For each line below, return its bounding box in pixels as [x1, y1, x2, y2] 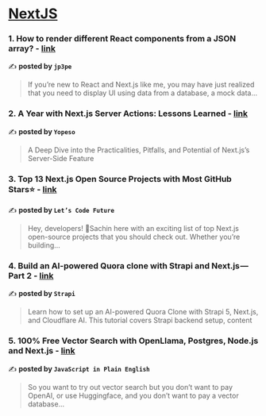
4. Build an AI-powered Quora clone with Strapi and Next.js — [8, 260, 249, 271]
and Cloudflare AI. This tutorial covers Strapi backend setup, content [27, 315, 253, 325]
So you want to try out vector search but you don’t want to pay [27, 382, 233, 391]
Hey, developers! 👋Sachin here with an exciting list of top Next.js [27, 224, 240, 233]
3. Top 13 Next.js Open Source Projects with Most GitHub [8, 173, 232, 184]
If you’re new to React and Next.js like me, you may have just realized [27, 80, 255, 90]
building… [27, 241, 61, 250]
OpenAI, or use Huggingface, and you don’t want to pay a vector [27, 391, 240, 400]
